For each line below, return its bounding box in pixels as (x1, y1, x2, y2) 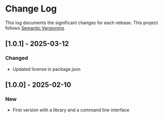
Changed (5, 55, 29, 62)
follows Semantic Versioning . (5, 25, 65, 31)
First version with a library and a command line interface (12, 107, 130, 113)
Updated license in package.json (12, 66, 80, 72)
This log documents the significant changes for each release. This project (5, 20, 158, 26)
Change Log (5, 3, 57, 15)
